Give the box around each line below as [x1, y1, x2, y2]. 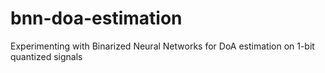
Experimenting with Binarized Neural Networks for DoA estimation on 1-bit [10, 40, 315, 52]
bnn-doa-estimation [10, 7, 183, 30]
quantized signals [10, 50, 83, 62]
